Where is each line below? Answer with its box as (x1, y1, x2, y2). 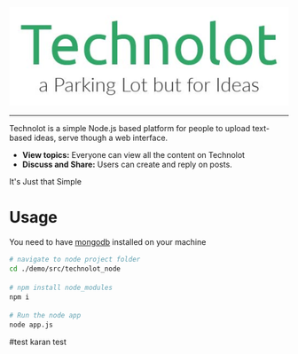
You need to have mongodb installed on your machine (9, 237, 207, 248)
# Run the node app (9, 311, 82, 320)
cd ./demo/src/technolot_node (9, 264, 122, 273)
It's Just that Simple (9, 177, 82, 187)
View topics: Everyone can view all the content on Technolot (21, 150, 246, 161)
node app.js (9, 320, 53, 330)
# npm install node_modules (9, 283, 114, 292)
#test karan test (9, 336, 67, 348)
